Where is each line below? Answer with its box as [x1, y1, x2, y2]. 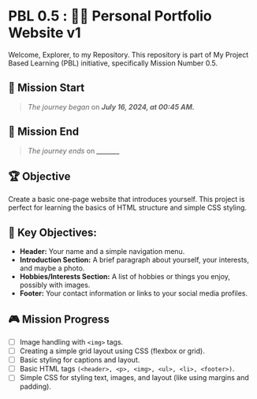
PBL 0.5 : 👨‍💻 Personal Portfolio [8, 7, 212, 25]
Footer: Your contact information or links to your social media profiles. [19, 289, 248, 298]
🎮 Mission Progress [8, 312, 110, 326]
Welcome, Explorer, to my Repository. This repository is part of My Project [8, 50, 249, 59]
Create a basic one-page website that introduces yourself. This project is [8, 195, 245, 204]
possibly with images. [19, 280, 91, 290]
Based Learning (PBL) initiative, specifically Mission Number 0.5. [8, 58, 218, 68]
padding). [19, 382, 51, 391]
